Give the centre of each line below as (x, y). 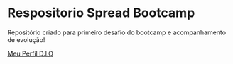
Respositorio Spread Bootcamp (101, 13)
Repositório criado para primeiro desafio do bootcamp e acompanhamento (116, 32)
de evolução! (26, 39)
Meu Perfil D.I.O (30, 53)
